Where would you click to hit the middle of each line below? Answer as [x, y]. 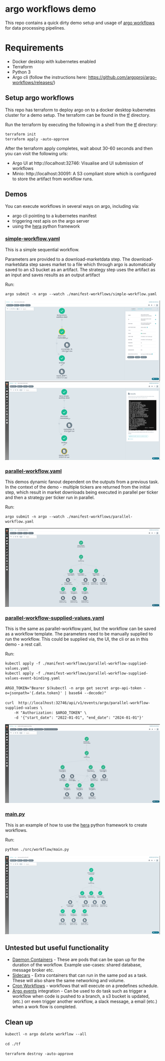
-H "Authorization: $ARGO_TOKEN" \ [50, 713]
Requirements [34, 48]
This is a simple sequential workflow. [42, 249]
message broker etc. [33, 970]
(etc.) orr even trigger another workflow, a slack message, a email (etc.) [85, 1001]
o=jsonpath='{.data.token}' [34, 693]
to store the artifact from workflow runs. [53, 179]
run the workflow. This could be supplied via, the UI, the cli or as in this [77, 639]
